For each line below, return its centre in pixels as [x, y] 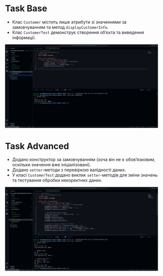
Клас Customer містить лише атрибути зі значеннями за [69, 22]
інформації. [24, 38]
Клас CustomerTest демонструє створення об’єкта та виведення [78, 32]
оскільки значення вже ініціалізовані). [51, 165]
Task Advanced [37, 146]
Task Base [26, 9]
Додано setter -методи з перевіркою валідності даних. [69, 170]
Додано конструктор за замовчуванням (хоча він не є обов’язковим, [84, 159]
